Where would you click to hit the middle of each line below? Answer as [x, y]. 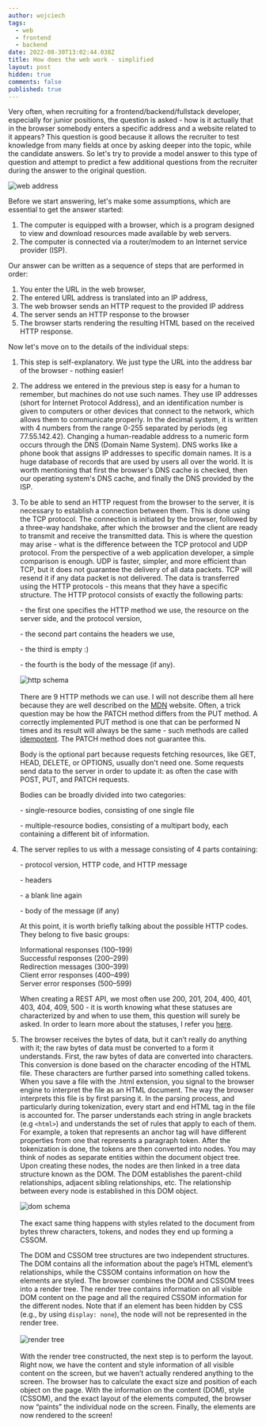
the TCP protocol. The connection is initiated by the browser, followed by [139, 519]
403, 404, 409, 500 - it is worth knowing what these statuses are [126, 1008]
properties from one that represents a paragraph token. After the [125, 1141]
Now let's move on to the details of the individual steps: [99, 347]
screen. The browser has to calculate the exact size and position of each [138, 1382]
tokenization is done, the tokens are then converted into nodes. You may [138, 1149]
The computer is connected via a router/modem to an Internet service [133, 242]
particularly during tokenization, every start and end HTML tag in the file [137, 1107]
